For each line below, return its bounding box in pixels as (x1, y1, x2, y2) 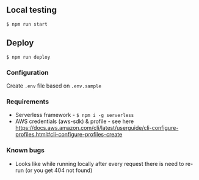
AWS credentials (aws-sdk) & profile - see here (15, 118, 134, 125)
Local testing (6, 5, 57, 15)
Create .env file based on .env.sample (6, 82, 102, 89)
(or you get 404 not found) (25, 167, 93, 174)
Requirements (6, 97, 49, 106)
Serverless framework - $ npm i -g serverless (15, 111, 134, 119)
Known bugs (6, 146, 45, 155)
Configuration (6, 68, 49, 77)
